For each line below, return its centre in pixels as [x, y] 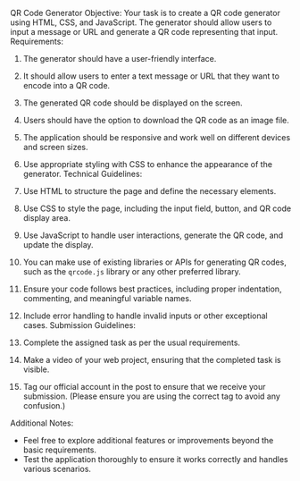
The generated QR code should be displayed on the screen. [133, 103]
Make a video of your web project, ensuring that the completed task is [152, 360]
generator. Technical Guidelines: [83, 174]
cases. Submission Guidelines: [79, 325]
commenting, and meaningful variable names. [107, 298]
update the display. [58, 245]
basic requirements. [60, 450]
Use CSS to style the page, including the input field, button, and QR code [157, 208]
